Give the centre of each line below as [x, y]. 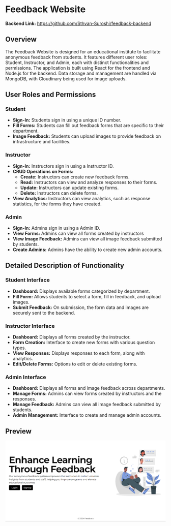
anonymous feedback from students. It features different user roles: [76, 57]
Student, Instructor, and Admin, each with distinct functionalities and [77, 63]
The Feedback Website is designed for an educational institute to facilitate [83, 51]
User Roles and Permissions [51, 95]
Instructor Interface [30, 326]
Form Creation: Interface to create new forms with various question [84, 343]
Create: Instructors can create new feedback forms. [75, 177]
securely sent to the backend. [44, 313]
